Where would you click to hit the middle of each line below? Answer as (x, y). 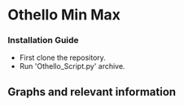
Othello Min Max (64, 15)
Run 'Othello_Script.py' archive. (72, 66)
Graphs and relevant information (92, 92)
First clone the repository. (63, 57)
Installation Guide (43, 40)
